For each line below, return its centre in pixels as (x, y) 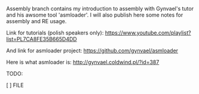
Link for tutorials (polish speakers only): (55, 33)
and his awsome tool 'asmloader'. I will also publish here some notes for (95, 15)
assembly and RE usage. (36, 21)
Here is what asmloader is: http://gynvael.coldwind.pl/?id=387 (83, 62)
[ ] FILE (15, 85)
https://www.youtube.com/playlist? (148, 33)
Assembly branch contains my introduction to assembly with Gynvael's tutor (100, 9)
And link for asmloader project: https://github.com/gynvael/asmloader (92, 51)
